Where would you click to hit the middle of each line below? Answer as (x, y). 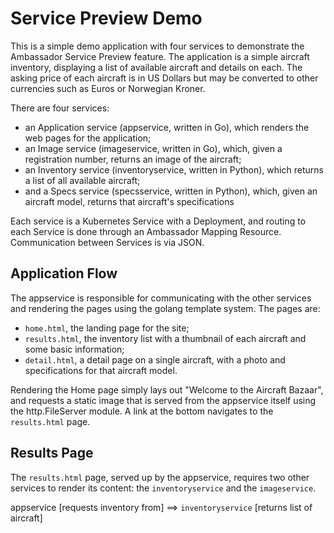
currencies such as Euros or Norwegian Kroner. (108, 88)
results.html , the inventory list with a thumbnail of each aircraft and (165, 338)
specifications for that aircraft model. (101, 370)
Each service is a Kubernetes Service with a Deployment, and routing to (158, 221)
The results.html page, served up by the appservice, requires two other (160, 477)
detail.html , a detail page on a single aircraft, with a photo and (155, 359)
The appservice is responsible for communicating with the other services (161, 298)
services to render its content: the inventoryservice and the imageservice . (163, 488)
